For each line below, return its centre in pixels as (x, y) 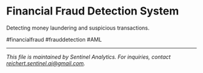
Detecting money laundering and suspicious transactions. (78, 28)
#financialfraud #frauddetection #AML (54, 39)
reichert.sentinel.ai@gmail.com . (46, 63)
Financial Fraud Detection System (93, 11)
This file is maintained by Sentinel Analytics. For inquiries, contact (89, 57)
